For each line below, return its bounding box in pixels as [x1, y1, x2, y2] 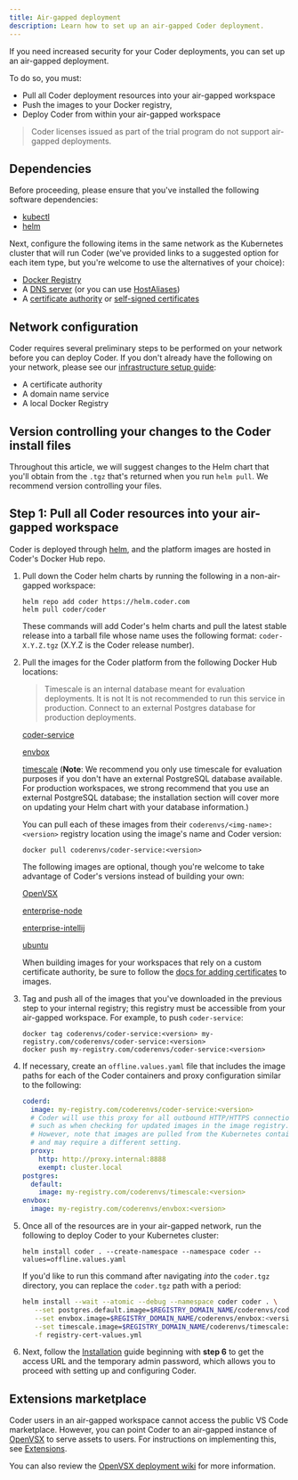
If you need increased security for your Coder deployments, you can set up [9, 45, 286, 56]
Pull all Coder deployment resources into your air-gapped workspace [21, 90, 276, 101]
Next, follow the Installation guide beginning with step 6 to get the [21, 1346, 264, 1357]
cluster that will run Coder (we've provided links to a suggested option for [9, 248, 279, 258]
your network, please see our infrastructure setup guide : [9, 362, 217, 372]
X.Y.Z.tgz [21, 641, 60, 650]
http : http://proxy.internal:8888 [38, 1155, 166, 1164]
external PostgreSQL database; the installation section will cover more [21, 792, 280, 803]
